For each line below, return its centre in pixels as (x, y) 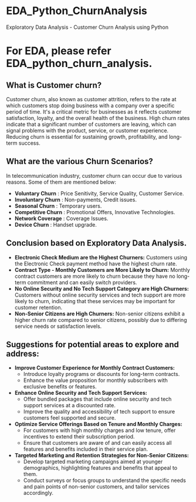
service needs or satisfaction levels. (58, 326)
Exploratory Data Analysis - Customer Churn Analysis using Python (87, 27)
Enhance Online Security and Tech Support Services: (81, 393)
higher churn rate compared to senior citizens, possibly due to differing (101, 320)
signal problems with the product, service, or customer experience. (87, 130)
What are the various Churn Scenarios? (80, 162)
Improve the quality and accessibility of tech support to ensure (99, 412)
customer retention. (38, 307)
